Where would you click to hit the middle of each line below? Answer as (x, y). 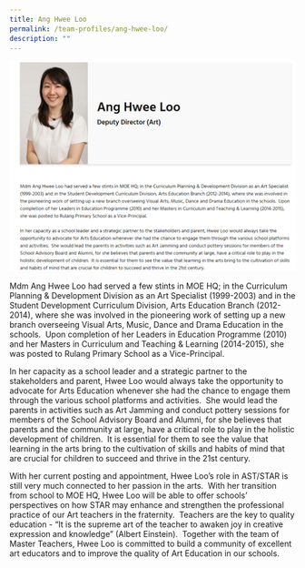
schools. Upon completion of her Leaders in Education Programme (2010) (148, 334)
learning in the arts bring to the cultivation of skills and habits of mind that (148, 448)
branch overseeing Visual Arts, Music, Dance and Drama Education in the (147, 324)
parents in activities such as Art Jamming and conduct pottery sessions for (150, 410)
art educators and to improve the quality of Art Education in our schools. (144, 553)
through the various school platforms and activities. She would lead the (144, 400)
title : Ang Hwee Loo (49, 19)
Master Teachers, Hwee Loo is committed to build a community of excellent (151, 543)
